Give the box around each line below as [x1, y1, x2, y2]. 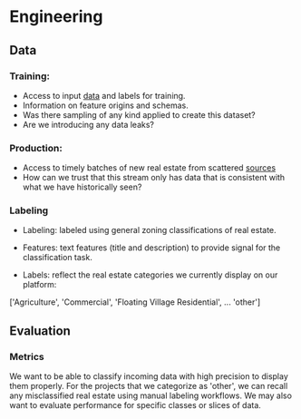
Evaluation [9, 323, 71, 338]
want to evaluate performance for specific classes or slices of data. [9, 400, 261, 411]
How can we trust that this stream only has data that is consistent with [22, 172, 286, 183]
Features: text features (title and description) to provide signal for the [22, 242, 281, 253]
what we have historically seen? [22, 181, 142, 192]
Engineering [9, 6, 103, 27]
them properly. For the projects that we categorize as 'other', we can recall [9, 381, 288, 392]
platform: [22, 279, 57, 290]
